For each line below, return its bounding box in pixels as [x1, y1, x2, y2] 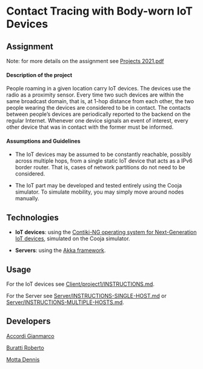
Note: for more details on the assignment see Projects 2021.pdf [6, 58, 165, 64]
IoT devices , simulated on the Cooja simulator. [15, 235, 130, 242]
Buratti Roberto [6, 344, 44, 351]
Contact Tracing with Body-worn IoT [6, 4, 193, 18]
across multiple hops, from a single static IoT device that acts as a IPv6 [15, 157, 193, 164]
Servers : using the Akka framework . [15, 247, 106, 254]
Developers [6, 316, 51, 327]
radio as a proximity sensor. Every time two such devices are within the [6, 91, 184, 98]
